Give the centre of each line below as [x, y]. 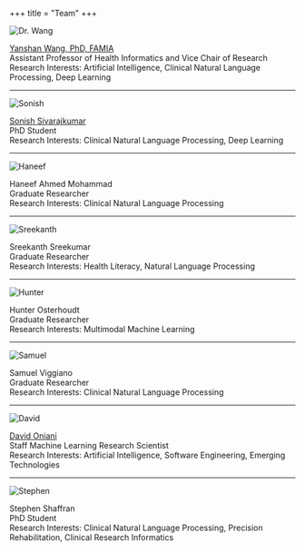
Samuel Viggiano [41, 373]
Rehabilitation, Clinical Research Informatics [92, 537]
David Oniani [33, 436]
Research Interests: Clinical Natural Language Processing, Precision [136, 527]
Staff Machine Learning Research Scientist [89, 445]
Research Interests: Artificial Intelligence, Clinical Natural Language [135, 68]
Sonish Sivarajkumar [48, 121]
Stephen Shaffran [42, 508]
